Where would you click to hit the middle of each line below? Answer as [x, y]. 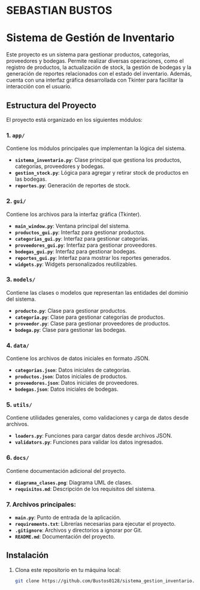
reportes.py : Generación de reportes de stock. [72, 185]
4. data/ [18, 345]
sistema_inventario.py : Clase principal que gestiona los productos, [98, 160]
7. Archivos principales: [41, 504]
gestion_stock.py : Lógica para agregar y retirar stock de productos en [101, 173]
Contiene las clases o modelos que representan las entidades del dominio [97, 292]
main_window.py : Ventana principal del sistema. [72, 226]
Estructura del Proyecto [51, 105]
